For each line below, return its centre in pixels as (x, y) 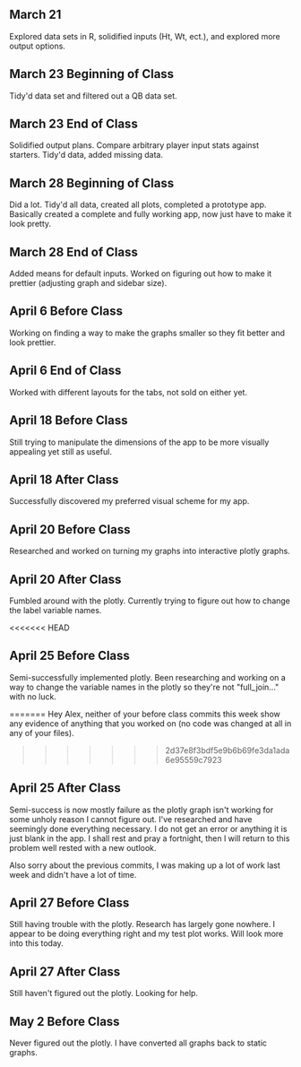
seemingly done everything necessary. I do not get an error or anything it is (148, 828)
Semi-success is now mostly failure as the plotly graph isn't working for (142, 810)
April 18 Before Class (69, 421)
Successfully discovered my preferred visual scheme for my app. (129, 501)
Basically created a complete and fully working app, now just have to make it (150, 214)
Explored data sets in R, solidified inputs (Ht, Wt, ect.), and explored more (145, 36)
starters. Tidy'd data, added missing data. (86, 155)
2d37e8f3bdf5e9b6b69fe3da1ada (228, 750)
